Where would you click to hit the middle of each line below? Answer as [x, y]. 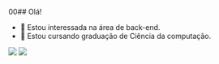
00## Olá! [25, 12]
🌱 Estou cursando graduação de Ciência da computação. [116, 36]
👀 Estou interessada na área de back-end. [90, 27]
